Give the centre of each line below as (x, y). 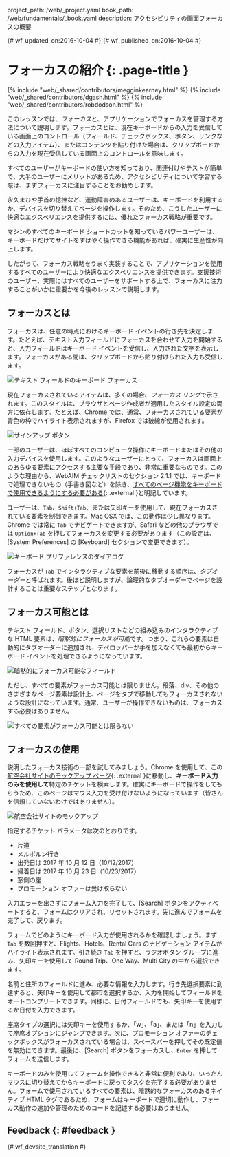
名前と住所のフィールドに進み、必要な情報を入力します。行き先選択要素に (112, 984)
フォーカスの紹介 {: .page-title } (98, 71)
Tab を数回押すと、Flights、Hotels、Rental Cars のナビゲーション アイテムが (115, 944)
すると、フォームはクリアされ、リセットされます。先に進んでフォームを (120, 912)
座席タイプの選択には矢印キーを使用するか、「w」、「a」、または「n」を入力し (115, 1025)
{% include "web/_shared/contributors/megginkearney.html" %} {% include (114, 90)
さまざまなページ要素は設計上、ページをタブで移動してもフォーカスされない (115, 694)
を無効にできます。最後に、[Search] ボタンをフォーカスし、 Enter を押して (113, 1050)
